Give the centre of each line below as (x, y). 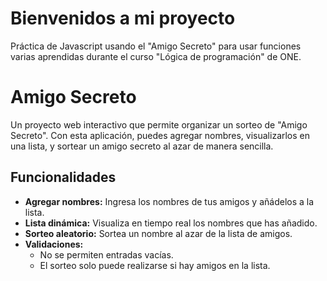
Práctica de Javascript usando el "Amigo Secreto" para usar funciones (156, 46)
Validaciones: (54, 244)
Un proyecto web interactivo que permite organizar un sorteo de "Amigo (159, 124)
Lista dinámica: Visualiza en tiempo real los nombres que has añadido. (171, 223)
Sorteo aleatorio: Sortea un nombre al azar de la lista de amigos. (158, 233)
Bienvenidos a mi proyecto (123, 18)
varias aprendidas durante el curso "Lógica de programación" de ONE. (156, 56)
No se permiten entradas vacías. (106, 254)
